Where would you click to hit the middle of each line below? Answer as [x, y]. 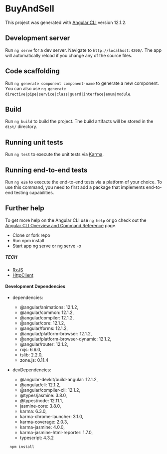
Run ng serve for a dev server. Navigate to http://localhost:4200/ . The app [83, 50]
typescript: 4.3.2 [37, 438]
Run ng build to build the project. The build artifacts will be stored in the [79, 121]
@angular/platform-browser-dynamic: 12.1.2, [66, 339]
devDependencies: [32, 370]
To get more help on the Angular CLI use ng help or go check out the [76, 220]
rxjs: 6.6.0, [30, 349]
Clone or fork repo [31, 235]
